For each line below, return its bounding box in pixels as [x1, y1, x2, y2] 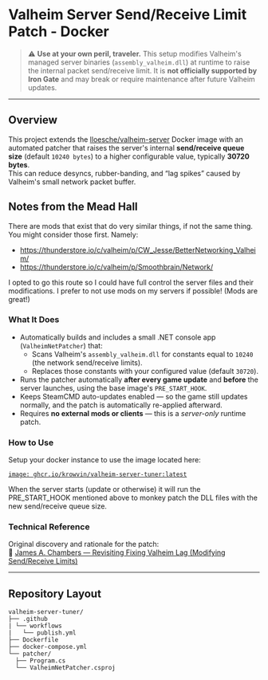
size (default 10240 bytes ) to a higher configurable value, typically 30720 [8, 151, 250, 161]
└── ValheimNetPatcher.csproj [15, 664, 116, 672]
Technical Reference [8, 521, 90, 533]
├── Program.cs [15, 657, 66, 665]
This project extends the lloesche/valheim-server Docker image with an [8, 134, 243, 144]
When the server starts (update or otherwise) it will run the [8, 485, 201, 494]
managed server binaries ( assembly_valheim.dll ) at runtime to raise [27, 57, 250, 67]
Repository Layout [8, 587, 102, 600]
